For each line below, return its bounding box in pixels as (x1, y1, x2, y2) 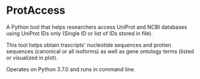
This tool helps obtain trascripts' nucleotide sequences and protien (6, 41, 172, 48)
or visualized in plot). (6, 54, 58, 61)
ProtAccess (6, 4, 66, 17)
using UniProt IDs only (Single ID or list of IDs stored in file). (6, 29, 153, 37)
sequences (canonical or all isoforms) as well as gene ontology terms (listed (6, 47, 195, 54)
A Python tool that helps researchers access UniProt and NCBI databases (6, 23, 187, 31)
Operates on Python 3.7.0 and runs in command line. (6, 65, 136, 72)
